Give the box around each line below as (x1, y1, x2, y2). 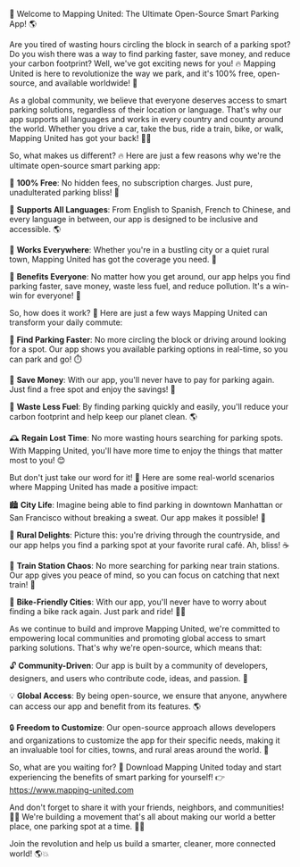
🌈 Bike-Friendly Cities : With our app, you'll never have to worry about (9, 596, 267, 607)
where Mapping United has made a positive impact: (9, 482, 199, 492)
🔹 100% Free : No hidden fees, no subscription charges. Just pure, (9, 178, 253, 188)
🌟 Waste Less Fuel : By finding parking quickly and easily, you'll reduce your (9, 402, 289, 412)
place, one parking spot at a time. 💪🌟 (9, 821, 146, 831)
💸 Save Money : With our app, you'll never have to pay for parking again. (9, 375, 275, 385)
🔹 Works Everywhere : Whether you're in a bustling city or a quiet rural (9, 245, 270, 254)
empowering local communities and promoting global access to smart (9, 633, 266, 643)
